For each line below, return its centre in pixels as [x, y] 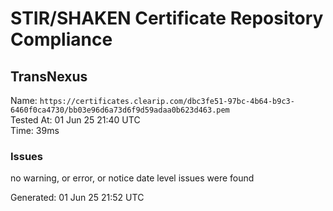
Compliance [61, 39]
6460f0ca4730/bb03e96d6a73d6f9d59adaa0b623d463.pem [120, 110]
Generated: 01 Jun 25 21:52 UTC [77, 198]
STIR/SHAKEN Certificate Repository [167, 18]
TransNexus [49, 76]
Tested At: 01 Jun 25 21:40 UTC [75, 120]
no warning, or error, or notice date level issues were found [132, 178]
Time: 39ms [35, 130]
